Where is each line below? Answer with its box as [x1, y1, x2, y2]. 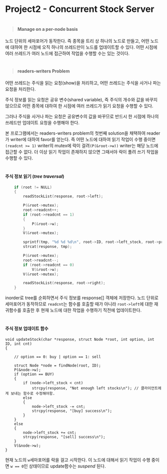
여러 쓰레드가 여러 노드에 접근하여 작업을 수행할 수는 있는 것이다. [5, 50, 130, 56]
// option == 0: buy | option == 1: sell [14, 354, 101, 359]
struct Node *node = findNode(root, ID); [14, 363, 101, 368]
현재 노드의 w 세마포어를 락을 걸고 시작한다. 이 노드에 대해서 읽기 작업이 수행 [5, 457, 151, 463]
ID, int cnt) [5, 341, 32, 346]
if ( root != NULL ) [14, 185, 52, 190]
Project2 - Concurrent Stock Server [5, 3, 155, 15]
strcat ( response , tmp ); [23, 244, 72, 249]
